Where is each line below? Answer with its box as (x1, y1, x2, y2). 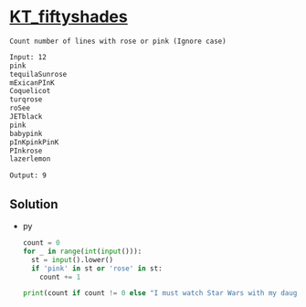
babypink (9, 129, 43, 138)
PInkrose (9, 146, 43, 155)
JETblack (9, 112, 43, 122)
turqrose (9, 95, 43, 104)
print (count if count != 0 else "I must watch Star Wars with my (22, 289, 277, 298)
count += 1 (39, 272, 81, 281)
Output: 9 (9, 171, 47, 180)
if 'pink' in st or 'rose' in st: (31, 263, 163, 273)
